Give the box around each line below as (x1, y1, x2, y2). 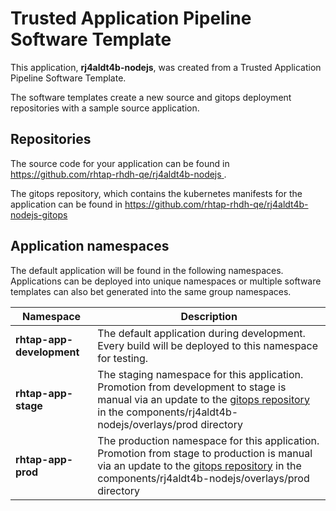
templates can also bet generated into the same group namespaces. (10, 285, 292, 297)
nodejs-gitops (10, 208, 68, 221)
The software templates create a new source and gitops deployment (10, 91, 292, 103)
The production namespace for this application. (97, 433, 320, 447)
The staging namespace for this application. (97, 367, 304, 381)
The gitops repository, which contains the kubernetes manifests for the (10, 187, 303, 199)
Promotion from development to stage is (97, 380, 287, 394)
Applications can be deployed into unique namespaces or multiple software (10, 275, 322, 287)
